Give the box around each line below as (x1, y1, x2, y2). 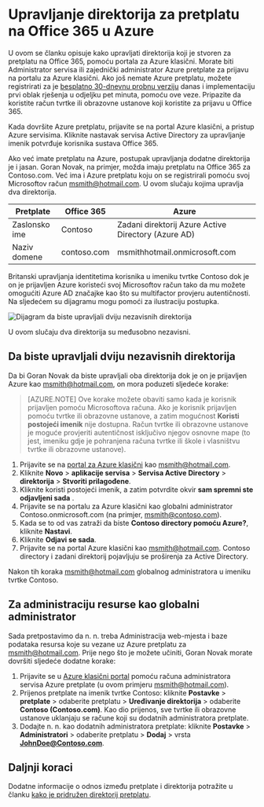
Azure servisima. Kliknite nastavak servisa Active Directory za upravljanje (8, 130, 246, 139)
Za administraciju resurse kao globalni (8, 598, 200, 611)
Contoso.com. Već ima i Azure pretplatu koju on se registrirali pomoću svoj (8, 171, 250, 180)
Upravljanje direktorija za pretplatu (8, 6, 240, 24)
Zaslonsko (12, 218, 50, 229)
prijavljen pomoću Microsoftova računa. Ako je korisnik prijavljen (27, 402, 237, 412)
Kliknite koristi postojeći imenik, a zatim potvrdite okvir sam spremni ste (19, 485, 254, 494)
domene (12, 251, 43, 262)
